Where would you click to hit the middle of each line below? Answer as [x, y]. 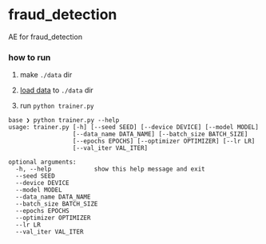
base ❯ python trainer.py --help [64, 120]
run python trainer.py [57, 106]
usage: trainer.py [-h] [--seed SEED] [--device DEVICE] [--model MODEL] [134, 128]
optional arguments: [43, 162]
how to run [30, 57]
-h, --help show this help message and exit [110, 169]
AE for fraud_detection [45, 37]
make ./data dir [46, 75]
